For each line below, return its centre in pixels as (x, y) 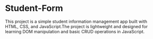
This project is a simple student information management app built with (76, 21)
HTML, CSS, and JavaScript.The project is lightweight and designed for (76, 26)
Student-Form (34, 8)
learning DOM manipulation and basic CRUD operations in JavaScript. (75, 31)
